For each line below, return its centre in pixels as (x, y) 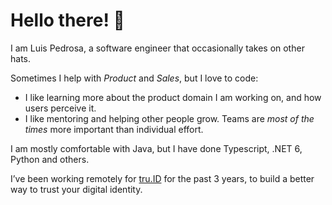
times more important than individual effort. (114, 129)
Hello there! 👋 (67, 20)
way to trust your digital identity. (76, 189)
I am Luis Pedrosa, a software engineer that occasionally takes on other (157, 48)
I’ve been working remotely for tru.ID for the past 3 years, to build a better (162, 178)
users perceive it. (60, 108)
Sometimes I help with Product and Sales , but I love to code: (134, 78)
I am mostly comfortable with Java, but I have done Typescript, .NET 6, (156, 148)
